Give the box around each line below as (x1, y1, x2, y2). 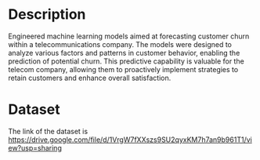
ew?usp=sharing (8, 143, 63, 152)
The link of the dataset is (8, 126, 88, 136)
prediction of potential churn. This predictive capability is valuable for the (8, 56, 244, 66)
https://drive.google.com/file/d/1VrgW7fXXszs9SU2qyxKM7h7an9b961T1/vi (8, 135, 252, 144)
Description (8, 5, 86, 24)
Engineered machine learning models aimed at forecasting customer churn (8, 31, 250, 41)
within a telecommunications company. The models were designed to (8, 39, 233, 49)
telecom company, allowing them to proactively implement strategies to (8, 64, 239, 74)
